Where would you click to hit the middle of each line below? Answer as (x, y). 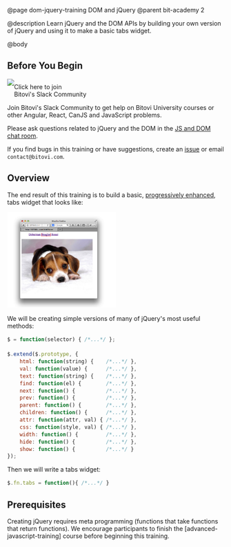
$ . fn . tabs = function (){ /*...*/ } (58, 483)
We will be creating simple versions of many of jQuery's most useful (104, 319)
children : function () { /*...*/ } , (78, 413)
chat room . (22, 136)
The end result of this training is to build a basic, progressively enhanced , (111, 195)
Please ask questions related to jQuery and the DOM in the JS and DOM (109, 128)
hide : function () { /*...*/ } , (78, 442)
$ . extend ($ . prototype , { (43, 354)
